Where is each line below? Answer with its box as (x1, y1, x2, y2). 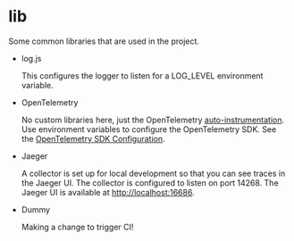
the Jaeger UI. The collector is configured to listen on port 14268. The (21, 177, 279, 188)
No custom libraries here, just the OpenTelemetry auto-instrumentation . (21, 114, 285, 125)
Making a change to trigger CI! (21, 221, 134, 232)
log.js (21, 53, 42, 63)
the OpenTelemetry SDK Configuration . (21, 133, 166, 144)
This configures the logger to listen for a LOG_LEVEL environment (21, 70, 264, 81)
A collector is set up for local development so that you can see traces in (21, 168, 286, 179)
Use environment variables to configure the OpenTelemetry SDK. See (21, 123, 277, 135)
